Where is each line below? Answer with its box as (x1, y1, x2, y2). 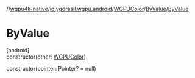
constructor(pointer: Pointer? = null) (6, 65, 96, 72)
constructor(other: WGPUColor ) (6, 53, 87, 60)
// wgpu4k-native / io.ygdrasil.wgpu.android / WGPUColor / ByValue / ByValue (6, 5, 189, 12)
